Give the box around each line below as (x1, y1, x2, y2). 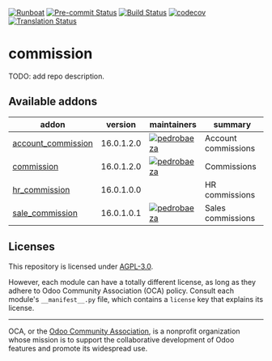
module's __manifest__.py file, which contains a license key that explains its (8, 294, 264, 304)
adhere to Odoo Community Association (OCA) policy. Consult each (8, 286, 235, 295)
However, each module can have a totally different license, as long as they (8, 277, 257, 287)
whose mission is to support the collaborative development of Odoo (8, 334, 235, 344)
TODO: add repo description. (8, 71, 105, 81)
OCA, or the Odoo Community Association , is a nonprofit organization (8, 326, 240, 336)
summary (213, 118, 252, 130)
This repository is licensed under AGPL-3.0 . (8, 261, 154, 271)
